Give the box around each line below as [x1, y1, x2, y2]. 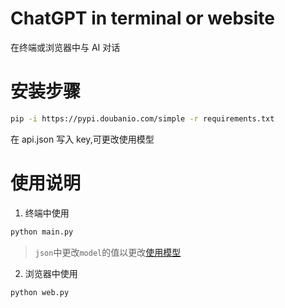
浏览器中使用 [24, 267, 78, 279]
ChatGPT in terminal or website [10, 7, 275, 30]
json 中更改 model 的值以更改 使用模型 [34, 246, 182, 258]
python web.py [10, 287, 70, 297]
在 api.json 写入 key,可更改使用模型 [10, 133, 155, 145]
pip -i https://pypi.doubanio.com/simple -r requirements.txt [10, 113, 275, 124]
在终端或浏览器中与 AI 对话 [10, 41, 121, 53]
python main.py [10, 227, 74, 237]
